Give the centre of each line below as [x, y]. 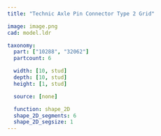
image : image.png [33, 26]
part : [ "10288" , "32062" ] [51, 52]
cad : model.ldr [29, 33]
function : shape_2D [42, 109]
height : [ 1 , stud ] [41, 84]
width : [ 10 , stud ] [41, 71]
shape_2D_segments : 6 [45, 116]
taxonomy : [22, 45]
